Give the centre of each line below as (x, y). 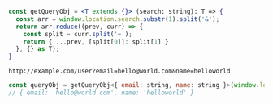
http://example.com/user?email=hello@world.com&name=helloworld (119, 71)
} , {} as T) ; (38, 49)
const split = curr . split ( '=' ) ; (78, 34)
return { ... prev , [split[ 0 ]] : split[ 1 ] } (96, 42)
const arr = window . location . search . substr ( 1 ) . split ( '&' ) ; (118, 19)
